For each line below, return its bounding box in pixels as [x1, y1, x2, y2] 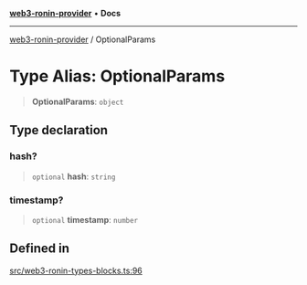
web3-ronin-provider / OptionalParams [9, 34, 156, 45]
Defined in [9, 241, 70, 257]
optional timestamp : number [31, 214, 139, 225]
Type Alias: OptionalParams [9, 66, 226, 87]
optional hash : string [31, 171, 116, 182]
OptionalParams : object [31, 96, 124, 107]
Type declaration [9, 122, 108, 138]
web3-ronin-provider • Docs [9, 8, 122, 18]
